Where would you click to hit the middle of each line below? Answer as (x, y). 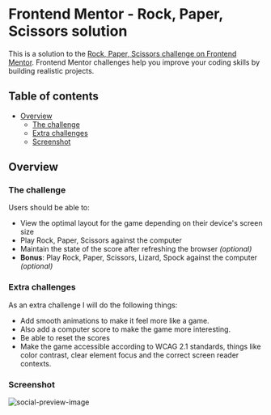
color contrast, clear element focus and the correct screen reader (129, 355)
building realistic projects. (51, 70)
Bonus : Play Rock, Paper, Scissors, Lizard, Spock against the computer (138, 258)
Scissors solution (68, 31)
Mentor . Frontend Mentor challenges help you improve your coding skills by (134, 62)
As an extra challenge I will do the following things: (93, 305)
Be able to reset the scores (65, 337)
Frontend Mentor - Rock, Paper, (116, 14)
